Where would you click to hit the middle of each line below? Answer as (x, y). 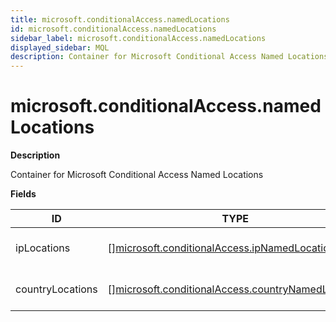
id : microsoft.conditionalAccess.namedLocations (113, 29)
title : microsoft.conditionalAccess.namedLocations (120, 19)
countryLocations (56, 289)
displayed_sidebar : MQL (60, 47)
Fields (23, 194)
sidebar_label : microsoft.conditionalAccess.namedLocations (138, 38)
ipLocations (43, 248)
